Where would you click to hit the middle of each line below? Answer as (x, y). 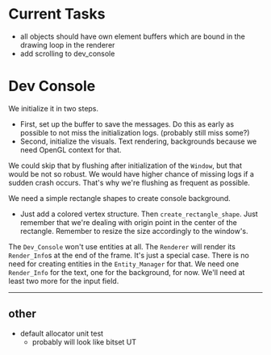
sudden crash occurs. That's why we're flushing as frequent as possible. (129, 182)
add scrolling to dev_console (67, 53)
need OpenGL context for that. (71, 149)
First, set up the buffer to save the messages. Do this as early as (127, 124)
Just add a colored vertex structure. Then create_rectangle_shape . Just (139, 214)
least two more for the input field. (64, 281)
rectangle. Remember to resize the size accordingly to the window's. (134, 231)
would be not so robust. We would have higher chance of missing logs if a (131, 173)
